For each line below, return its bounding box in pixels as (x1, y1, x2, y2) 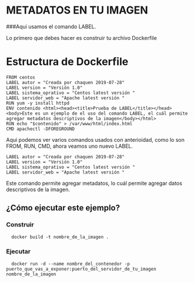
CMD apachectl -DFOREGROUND (6, 126, 75, 132)
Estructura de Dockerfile (6, 55, 129, 68)
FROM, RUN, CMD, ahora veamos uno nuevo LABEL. (6, 142, 133, 149)
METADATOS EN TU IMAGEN (6, 4, 148, 17)
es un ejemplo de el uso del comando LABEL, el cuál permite (35, 110, 188, 116)
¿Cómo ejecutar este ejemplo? (6, 203, 121, 213)
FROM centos (6, 74, 35, 80)
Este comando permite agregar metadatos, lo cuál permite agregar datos (6, 179, 182, 187)
